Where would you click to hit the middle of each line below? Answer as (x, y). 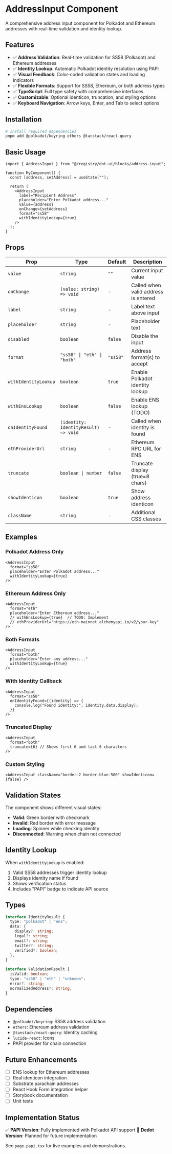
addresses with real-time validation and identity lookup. (64, 28)
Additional (143, 512)
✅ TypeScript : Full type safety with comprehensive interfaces (78, 91)
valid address (147, 291)
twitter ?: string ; (34, 946)
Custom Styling (25, 764)
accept (139, 363)
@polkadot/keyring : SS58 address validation (59, 1022)
